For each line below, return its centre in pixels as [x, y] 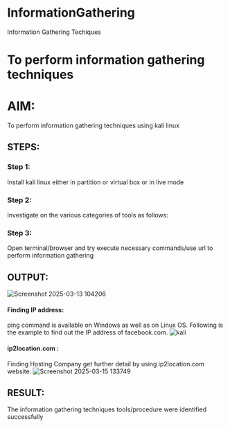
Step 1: [19, 167]
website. [19, 371]
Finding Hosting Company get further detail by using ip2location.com [106, 364]
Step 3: [20, 233]
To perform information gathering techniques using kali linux [94, 125]
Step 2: [20, 200]
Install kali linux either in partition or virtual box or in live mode [96, 182]
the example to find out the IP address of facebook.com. [88, 332]
